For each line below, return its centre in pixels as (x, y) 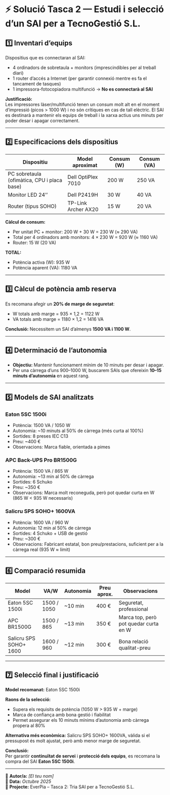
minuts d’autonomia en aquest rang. (51, 376)
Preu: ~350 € (26, 487)
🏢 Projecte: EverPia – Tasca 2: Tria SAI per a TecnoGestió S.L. (70, 787)
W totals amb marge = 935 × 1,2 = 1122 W (56, 314)
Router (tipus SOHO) (32, 206)
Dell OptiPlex (83, 177)
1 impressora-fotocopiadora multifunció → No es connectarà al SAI (83, 89)
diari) (18, 73)
